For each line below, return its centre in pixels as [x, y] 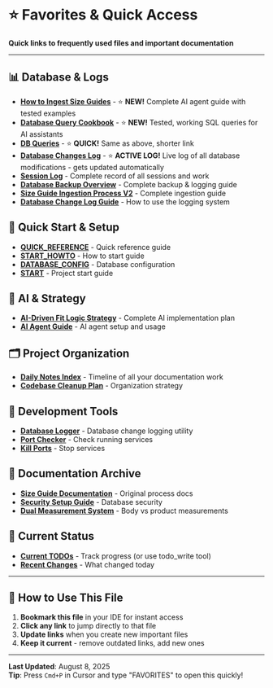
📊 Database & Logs [59, 77]
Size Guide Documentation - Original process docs [106, 493]
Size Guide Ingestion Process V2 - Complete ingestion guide [123, 193]
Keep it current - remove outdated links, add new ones [112, 643]
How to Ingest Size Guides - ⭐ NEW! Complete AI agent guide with [133, 101]
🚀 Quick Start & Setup [64, 228]
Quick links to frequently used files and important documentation [121, 43]
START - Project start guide [67, 273]
